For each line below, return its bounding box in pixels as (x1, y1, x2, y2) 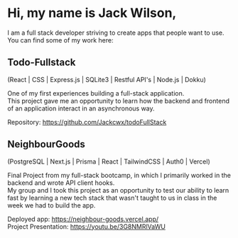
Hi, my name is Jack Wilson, (7, 5, 177, 21)
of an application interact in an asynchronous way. (7, 104, 155, 113)
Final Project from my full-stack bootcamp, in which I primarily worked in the (7, 171, 231, 179)
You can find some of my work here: (7, 35, 114, 44)
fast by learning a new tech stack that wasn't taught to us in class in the (7, 193, 217, 202)
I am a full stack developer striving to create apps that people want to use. (7, 28, 225, 37)
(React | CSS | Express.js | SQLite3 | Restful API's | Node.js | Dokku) (7, 75, 206, 84)
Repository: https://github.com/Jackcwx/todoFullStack (7, 118, 167, 126)
